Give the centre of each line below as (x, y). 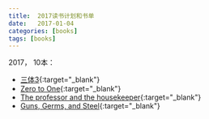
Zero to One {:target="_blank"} (70, 89)
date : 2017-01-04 (41, 23)
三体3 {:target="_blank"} (60, 80)
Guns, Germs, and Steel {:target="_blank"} (90, 106)
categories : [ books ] (43, 31)
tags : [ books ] (32, 38)
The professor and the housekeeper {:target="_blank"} (111, 97)
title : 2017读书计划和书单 (51, 16)
